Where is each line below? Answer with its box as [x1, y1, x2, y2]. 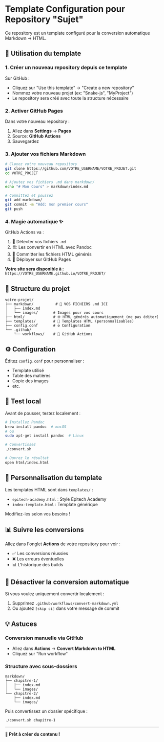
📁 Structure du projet [5, 284, 70, 293]
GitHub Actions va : [5, 229, 44, 235]
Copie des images [12, 378, 49, 384]
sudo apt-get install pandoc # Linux [5, 433, 84, 439]
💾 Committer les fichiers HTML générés [12, 251, 92, 257]
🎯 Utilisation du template [5, 49, 82, 58]
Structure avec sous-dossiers [5, 663, 78, 670]
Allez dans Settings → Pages [12, 128, 72, 134]
